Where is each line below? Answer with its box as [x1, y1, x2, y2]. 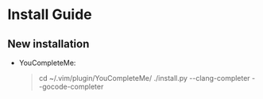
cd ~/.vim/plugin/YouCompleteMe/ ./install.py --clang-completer [38, 74, 251, 82]
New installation [7, 37, 90, 51]
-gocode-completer [38, 82, 104, 91]
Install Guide [7, 6, 92, 24]
